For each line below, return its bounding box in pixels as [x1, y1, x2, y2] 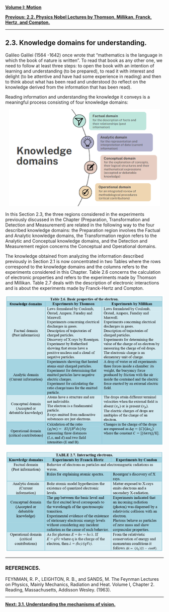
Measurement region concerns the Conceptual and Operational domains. [5, 244, 157, 250]
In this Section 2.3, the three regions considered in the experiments [5, 211, 145, 217]
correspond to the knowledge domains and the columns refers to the [5, 264, 148, 270]
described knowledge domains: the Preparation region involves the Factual [5, 227, 160, 234]
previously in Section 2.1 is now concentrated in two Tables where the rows [5, 259, 161, 265]
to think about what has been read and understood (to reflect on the [5, 79, 146, 85]
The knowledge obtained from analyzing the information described [5, 253, 144, 259]
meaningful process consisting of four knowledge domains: [5, 99, 128, 105]
